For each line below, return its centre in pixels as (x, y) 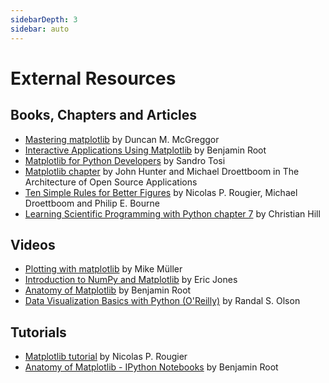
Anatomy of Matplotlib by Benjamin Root (108, 290)
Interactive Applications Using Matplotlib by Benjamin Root (145, 150)
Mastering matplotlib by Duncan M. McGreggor (122, 139)
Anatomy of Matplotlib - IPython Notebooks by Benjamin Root (151, 367)
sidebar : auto (40, 29)
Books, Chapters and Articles (104, 115)
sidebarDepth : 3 (44, 19)
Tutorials (38, 332)
